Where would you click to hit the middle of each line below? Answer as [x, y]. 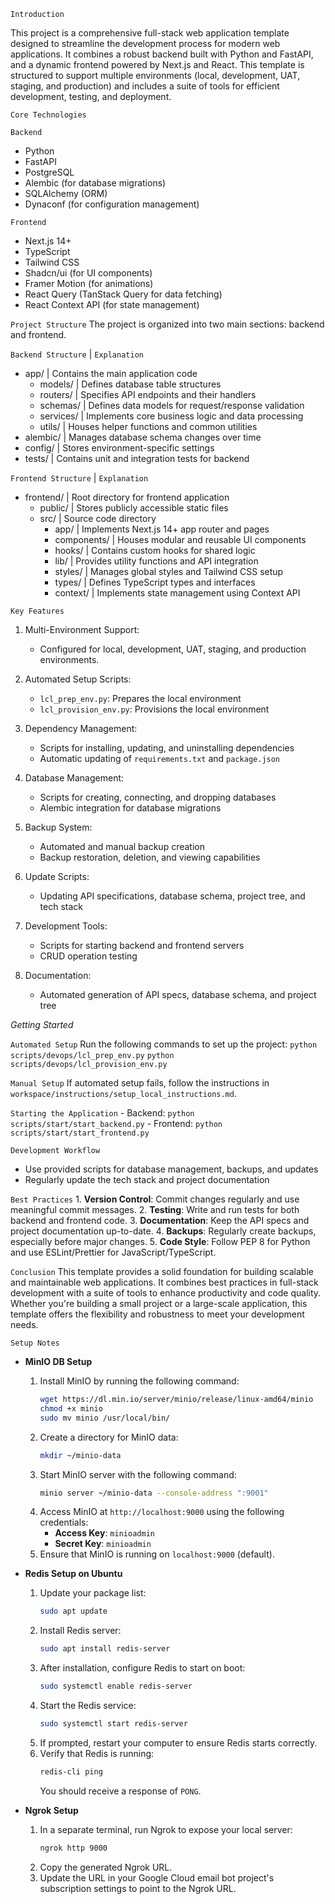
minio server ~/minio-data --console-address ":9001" [154, 1493]
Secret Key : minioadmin [103, 1544]
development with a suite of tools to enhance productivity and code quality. [166, 1293]
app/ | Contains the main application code [111, 373]
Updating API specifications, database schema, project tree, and [172, 896]
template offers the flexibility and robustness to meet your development [157, 1314]
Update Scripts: [57, 876]
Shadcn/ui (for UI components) [88, 273]
